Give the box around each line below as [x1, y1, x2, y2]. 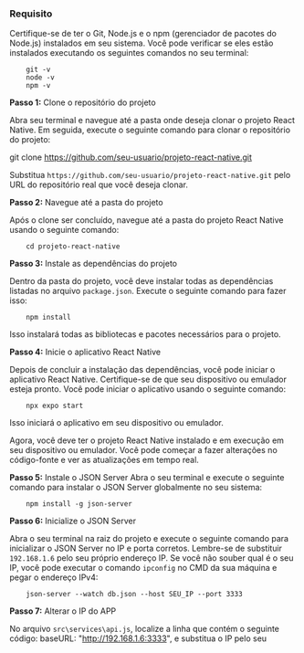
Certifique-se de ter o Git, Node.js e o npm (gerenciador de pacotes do [9, 28, 277, 39]
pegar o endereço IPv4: [9, 572, 99, 583]
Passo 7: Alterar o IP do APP [9, 606, 117, 616]
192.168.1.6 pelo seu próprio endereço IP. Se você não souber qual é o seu [9, 553, 294, 563]
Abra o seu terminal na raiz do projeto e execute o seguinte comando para [9, 533, 289, 544]
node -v [26, 73, 55, 82]
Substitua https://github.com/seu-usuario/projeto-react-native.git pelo [9, 170, 291, 181]
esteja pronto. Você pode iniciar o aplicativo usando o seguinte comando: [9, 384, 286, 395]
